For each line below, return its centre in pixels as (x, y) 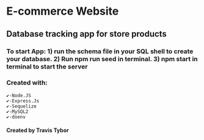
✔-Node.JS (19, 95)
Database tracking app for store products (86, 34)
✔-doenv (16, 117)
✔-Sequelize (21, 106)
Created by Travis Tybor (38, 130)
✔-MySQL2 (17, 111)
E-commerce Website (63, 11)
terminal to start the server (47, 67)
